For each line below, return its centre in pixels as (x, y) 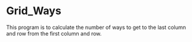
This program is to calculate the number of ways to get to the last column (96, 27)
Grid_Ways (34, 11)
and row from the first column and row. (54, 33)
